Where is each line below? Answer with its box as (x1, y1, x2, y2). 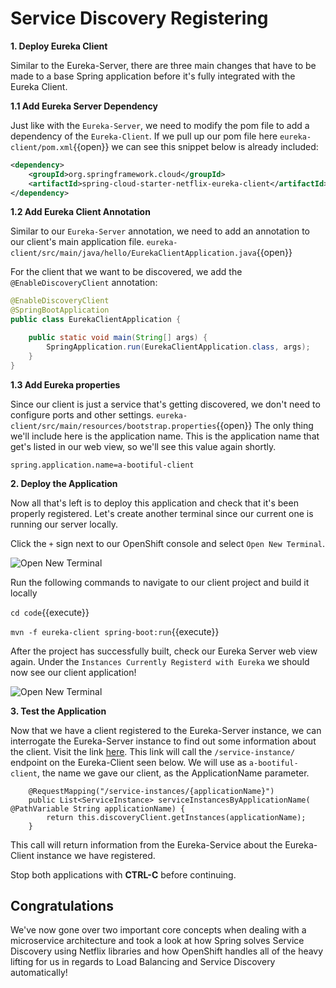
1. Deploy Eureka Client (10, 40, 108, 52)
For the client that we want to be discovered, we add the (10, 266, 243, 278)
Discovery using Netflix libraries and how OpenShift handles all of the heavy (10, 945, 324, 957)
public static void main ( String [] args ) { (28, 333, 208, 343)
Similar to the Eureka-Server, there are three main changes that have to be (10, 59, 317, 71)
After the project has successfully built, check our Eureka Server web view (10, 645, 318, 657)
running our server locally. (10, 518, 119, 530)
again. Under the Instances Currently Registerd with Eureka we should (10, 655, 310, 667)
